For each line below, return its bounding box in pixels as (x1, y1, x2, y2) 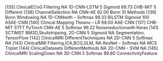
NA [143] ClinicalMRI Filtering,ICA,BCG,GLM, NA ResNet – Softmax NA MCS (5, 40, 157, 46)
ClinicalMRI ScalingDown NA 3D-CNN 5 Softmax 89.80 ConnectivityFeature (5, 50, 158, 56)
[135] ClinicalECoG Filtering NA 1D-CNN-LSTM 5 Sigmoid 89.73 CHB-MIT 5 (5, 4, 157, 10)
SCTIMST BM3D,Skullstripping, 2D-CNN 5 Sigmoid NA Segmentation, (5, 30, 145, 35)
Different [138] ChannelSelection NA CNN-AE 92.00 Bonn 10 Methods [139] (5, 9, 157, 15)
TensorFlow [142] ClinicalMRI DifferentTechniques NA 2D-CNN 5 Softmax (5, 35, 153, 41)
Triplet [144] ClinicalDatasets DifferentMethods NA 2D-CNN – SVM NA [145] (5, 46, 158, 51)
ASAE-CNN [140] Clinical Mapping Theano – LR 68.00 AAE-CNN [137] (5, 19, 146, 25)
